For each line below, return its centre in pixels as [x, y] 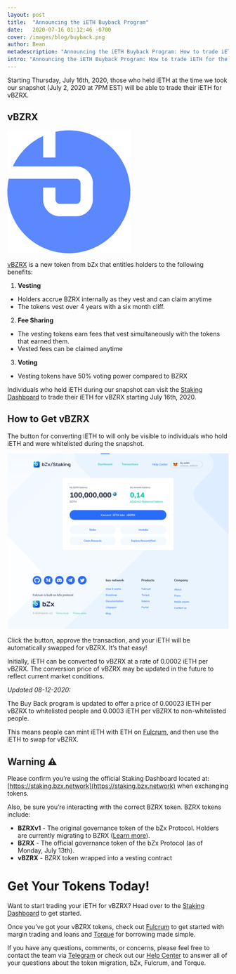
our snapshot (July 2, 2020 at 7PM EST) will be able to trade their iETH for [115, 87]
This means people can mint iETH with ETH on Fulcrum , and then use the [113, 732]
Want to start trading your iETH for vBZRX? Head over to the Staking [106, 905]
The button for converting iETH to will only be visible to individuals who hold [117, 436]
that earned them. [43, 341]
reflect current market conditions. [56, 676]
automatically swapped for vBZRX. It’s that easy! [77, 648]
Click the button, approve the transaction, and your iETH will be [99, 640]
